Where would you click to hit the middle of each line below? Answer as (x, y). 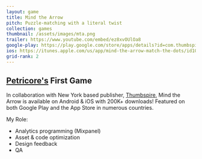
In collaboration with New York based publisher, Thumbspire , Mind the (93, 95)
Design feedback (36, 144)
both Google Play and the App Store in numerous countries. (80, 108)
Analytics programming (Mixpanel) (58, 131)
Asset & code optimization (47, 137)
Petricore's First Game (49, 81)
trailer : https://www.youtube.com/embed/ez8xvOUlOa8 (74, 40)
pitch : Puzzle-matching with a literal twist (64, 23)
